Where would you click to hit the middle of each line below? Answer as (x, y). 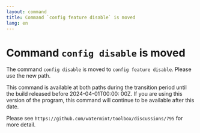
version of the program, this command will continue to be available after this (100, 101)
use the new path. (29, 76)
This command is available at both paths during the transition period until (97, 87)
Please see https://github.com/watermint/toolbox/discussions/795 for (95, 119)
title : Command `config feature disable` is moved (71, 17)
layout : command (26, 12)
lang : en (17, 23)
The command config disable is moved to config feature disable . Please (99, 69)
